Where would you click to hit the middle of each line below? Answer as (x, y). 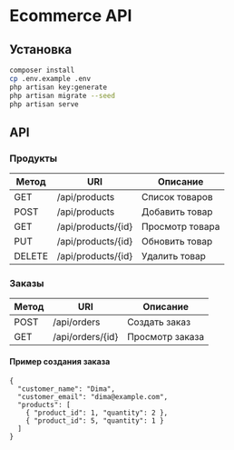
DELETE (31, 256)
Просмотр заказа (166, 337)
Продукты (33, 158)
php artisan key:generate (58, 87)
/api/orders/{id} (86, 337)
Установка (41, 50)
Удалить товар (174, 256)
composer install (42, 70)
